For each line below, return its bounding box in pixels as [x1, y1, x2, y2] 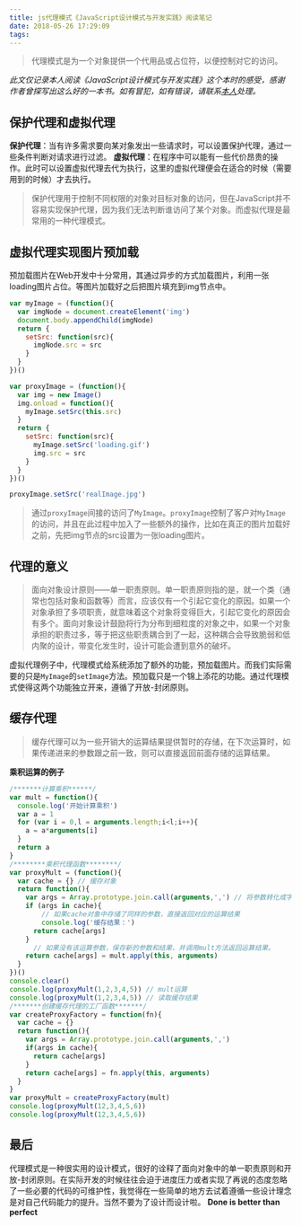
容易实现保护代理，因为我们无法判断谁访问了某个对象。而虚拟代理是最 [30, 204, 291, 216]
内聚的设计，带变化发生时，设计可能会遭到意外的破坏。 [30, 640, 236, 651]
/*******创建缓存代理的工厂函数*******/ [9, 1001, 148, 1010]
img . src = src [32, 448, 87, 458]
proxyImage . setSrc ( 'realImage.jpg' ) [9, 490, 146, 499]
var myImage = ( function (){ [9, 299, 115, 308]
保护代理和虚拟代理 [9, 114, 116, 130]
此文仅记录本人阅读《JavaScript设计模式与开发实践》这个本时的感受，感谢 [9, 75, 285, 85]
